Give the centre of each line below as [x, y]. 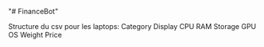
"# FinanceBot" [33, 11]
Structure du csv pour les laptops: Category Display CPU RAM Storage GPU [132, 26]
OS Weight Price [35, 35]
